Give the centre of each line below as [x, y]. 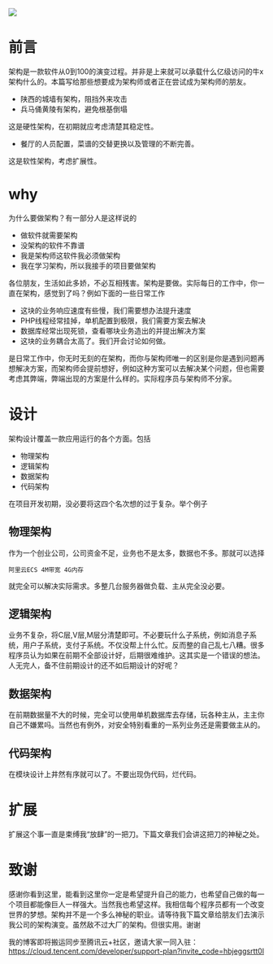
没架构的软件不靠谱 [52, 245]
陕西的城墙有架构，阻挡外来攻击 [74, 98]
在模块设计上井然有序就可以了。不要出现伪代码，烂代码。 [104, 774]
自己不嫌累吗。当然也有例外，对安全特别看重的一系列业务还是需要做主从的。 [136, 725]
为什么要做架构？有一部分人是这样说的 [72, 218]
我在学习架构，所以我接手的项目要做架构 [88, 265]
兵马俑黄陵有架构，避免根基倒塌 [74, 109]
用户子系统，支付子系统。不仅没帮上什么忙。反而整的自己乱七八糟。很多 [143, 645]
